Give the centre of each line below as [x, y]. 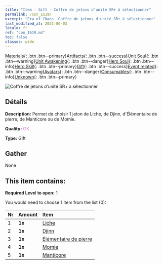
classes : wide [20, 42]
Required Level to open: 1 [31, 193]
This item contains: [35, 181]
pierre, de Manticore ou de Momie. [40, 119]
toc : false [16, 38]
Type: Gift [15, 138]
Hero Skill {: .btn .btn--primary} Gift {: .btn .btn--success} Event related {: [86, 66]
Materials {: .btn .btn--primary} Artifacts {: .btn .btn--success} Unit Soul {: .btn [82, 56]
